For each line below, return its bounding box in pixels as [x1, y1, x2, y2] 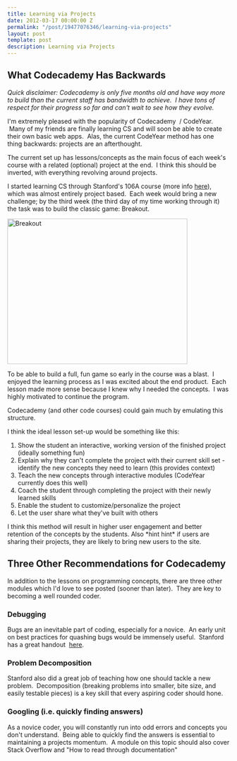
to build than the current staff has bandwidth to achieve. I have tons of [7, 95, 215, 104]
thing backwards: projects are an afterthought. [7, 139, 142, 148]
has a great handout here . [7, 640, 85, 649]
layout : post [7, 30, 46, 37]
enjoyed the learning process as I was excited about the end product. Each [7, 377, 227, 385]
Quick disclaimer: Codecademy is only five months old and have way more [7, 88, 226, 96]
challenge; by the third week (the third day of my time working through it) [7, 197, 220, 205]
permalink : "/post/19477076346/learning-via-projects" [7, 23, 172, 30]
